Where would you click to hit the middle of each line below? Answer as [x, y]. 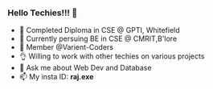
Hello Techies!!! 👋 [43, 13]
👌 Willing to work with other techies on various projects [112, 56]
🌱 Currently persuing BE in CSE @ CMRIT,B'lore [98, 38]
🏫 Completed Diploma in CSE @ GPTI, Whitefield [99, 30]
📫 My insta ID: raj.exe [56, 77]
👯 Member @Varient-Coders [66, 47]
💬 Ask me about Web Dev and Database [85, 68]
